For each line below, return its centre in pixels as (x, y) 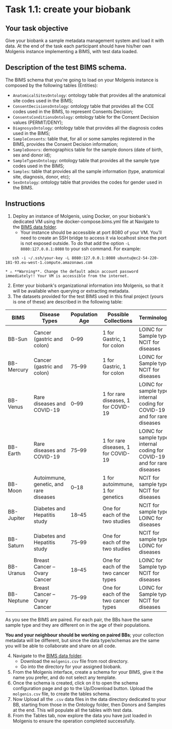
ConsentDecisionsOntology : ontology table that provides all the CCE (83, 106)
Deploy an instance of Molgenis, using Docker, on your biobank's (81, 216)
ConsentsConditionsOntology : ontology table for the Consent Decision (86, 117)
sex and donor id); (32, 155)
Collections (118, 321)
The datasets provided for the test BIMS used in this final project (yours (88, 296)
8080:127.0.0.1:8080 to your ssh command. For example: (81, 249)
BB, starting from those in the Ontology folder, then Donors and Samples (89, 704)
